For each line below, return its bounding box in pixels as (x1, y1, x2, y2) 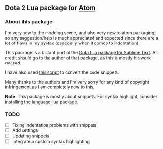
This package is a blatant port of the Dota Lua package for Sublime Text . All (5, 49, 158, 55)
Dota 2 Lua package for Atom (5, 4, 96, 12)
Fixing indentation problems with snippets (12, 122, 97, 128)
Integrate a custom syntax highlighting (12, 139, 90, 145)
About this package (5, 19, 53, 25)
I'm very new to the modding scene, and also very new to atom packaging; (5, 29, 156, 36)
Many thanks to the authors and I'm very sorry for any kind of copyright (5, 79, 149, 85)
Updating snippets (12, 133, 50, 139)
